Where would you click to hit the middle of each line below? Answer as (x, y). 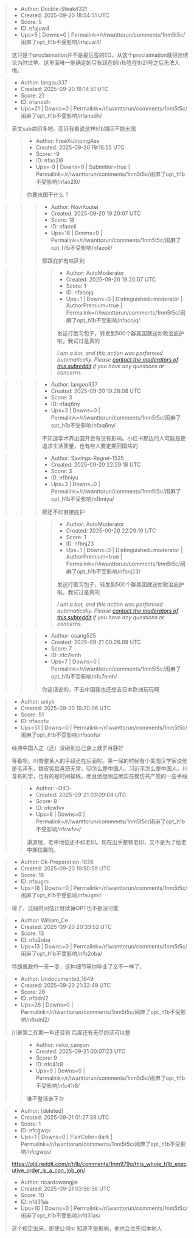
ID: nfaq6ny (65, 404)
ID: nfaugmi (35, 881)
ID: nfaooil (64, 226)
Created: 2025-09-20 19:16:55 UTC (80, 147)
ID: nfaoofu (35, 721)
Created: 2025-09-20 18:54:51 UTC (65, 15)
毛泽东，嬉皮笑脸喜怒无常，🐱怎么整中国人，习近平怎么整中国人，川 (102, 768)
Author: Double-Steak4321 (54, 9)
